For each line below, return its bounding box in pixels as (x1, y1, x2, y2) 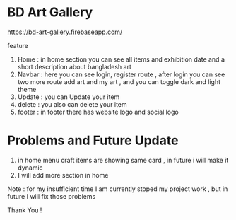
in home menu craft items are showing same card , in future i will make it (17, 156, 229, 164)
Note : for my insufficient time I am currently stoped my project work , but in (7, 185, 228, 193)
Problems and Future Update (7, 132, 179, 149)
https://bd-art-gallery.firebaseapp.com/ (7, 28, 123, 36)
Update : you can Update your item (17, 93, 120, 101)
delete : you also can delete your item (17, 100, 127, 108)
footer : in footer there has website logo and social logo (17, 108, 179, 116)
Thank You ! (7, 206, 42, 214)
